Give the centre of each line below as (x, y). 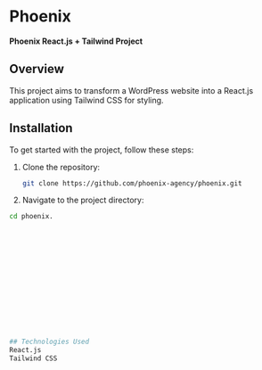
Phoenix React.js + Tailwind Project (76, 41)
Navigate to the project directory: (83, 200)
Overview (37, 69)
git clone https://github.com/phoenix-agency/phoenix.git (132, 183)
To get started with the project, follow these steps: (102, 150)
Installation (41, 128)
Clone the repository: (61, 167)
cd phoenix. (31, 217)
